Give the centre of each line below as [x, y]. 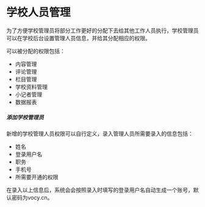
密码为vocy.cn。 [32, 197]
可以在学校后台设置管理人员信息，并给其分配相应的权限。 [78, 38]
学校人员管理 [39, 12]
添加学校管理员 [25, 117]
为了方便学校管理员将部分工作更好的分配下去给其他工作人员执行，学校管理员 [103, 30]
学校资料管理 [31, 86]
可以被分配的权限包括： [36, 51]
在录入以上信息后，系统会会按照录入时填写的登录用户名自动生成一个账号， [100, 190]
